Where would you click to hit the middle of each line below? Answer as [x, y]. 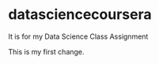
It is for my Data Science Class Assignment [78, 36]
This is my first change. [46, 51]
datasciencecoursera [80, 15]
